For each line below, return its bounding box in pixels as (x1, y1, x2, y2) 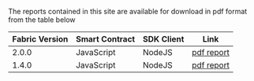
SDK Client (142, 34, 185, 44)
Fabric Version (12, 34, 69, 44)
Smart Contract (76, 34, 136, 44)
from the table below (8, 15, 77, 24)
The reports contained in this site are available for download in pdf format (8, 7, 248, 16)
